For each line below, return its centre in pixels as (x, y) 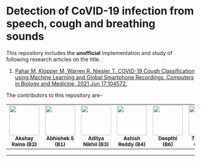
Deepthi (168, 138)
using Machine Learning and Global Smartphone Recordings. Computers (104, 77)
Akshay (24, 138)
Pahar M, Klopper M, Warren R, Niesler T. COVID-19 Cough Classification (105, 71)
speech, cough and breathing (81, 24)
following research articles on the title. (53, 59)
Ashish (132, 138)
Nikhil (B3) (96, 144)
